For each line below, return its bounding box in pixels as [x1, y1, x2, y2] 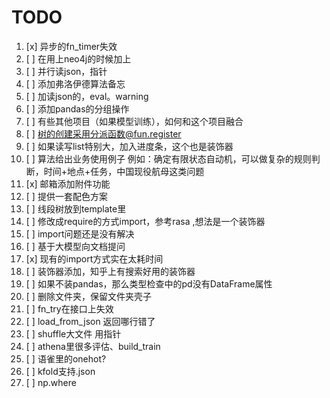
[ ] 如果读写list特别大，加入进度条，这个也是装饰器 [25, 140, 234, 152]
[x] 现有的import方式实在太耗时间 [25, 252, 164, 265]
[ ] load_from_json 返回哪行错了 [25, 315, 156, 327]
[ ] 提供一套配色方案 [25, 190, 108, 202]
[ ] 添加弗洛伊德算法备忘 [25, 77, 126, 90]
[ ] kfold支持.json [25, 365, 96, 377]
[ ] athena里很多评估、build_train [25, 340, 161, 352]
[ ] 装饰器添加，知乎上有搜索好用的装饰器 [25, 265, 196, 277]
